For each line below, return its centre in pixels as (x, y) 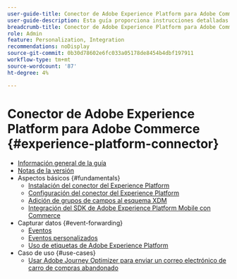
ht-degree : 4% (28, 73)
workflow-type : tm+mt (39, 60)
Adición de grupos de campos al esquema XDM (97, 201)
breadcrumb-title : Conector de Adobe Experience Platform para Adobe (112, 27)
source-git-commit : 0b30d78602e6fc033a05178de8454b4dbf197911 (101, 54)
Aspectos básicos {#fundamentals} (69, 178)
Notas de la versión (45, 170)
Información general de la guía (62, 163)
